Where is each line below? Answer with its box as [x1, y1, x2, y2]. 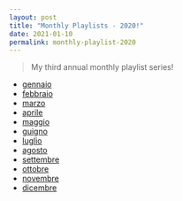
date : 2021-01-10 [9, 29, 73, 38]
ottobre [21, 164, 49, 174]
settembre [21, 154, 60, 165]
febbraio [21, 89, 53, 99]
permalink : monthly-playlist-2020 [9, 37, 137, 47]
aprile [21, 107, 43, 118]
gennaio [21, 79, 52, 89]
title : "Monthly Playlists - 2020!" [9, 21, 144, 30]
